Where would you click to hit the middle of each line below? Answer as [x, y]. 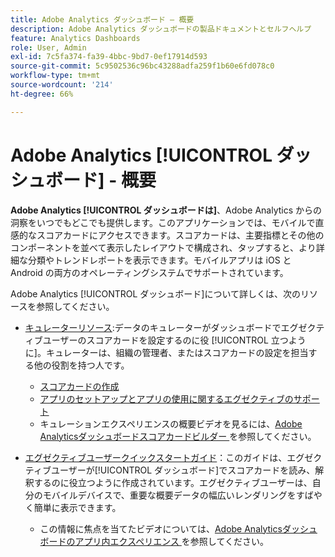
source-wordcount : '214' [62, 85]
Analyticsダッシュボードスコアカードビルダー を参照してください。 [178, 436]
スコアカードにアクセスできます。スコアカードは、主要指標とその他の [180, 235]
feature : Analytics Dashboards [75, 38]
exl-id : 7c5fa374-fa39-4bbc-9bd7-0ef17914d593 [109, 57]
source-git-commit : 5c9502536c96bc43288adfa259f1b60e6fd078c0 [142, 66]
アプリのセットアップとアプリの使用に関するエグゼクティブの [166, 398]
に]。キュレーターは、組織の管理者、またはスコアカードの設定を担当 [166, 352]
